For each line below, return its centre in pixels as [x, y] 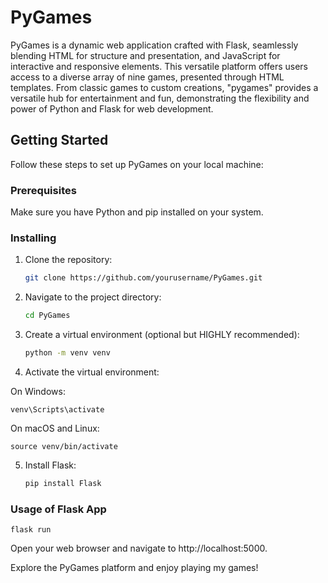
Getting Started [59, 140]
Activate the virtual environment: [92, 372]
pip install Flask [63, 483]
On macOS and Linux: [55, 428]
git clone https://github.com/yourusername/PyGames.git [143, 278]
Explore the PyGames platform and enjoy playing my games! [134, 568]
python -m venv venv [67, 353]
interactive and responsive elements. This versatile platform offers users [159, 66]
